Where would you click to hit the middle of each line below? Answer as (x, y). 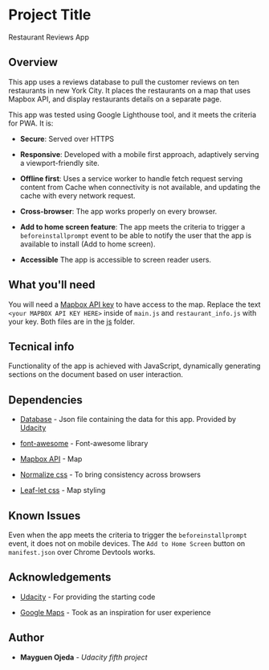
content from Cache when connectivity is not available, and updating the (140, 187)
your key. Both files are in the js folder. (71, 321)
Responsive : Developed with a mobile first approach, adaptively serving (139, 154)
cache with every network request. (77, 196)
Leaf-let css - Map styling (63, 490)
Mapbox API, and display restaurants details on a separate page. (115, 99)
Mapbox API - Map (51, 459)
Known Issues (45, 516)
